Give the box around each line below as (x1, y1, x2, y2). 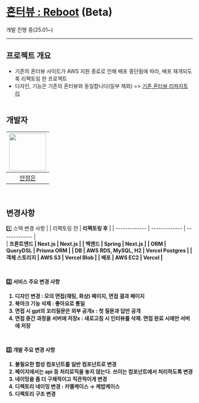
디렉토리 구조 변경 (14, 391, 56, 398)
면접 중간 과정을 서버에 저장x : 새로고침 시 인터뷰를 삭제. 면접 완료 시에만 (14, 315, 179, 322)
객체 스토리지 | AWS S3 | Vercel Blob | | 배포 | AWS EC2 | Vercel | (6, 254, 163, 261)
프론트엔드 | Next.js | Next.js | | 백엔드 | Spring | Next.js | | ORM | (9, 241, 166, 248)
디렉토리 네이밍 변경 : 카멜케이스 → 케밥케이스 (14, 383, 120, 390)
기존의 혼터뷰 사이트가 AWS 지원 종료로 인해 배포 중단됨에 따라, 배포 (14, 68, 172, 75)
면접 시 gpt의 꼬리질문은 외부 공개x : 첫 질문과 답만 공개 (14, 308, 141, 315)
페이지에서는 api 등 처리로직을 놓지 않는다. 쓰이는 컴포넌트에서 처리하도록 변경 (14, 368, 193, 375)
